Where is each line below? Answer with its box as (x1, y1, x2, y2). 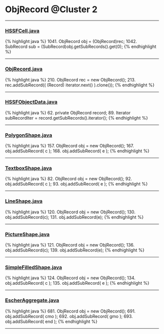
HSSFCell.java (5, 27, 40, 34)
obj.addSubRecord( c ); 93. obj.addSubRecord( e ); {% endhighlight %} (5, 181, 148, 187)
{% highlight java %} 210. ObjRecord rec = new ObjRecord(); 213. (5, 77, 136, 83)
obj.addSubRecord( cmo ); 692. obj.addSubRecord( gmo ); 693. (5, 313, 133, 319)
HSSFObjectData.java (5, 99, 58, 105)
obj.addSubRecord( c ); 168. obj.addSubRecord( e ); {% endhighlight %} (5, 148, 150, 154)
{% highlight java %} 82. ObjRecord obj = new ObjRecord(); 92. (5, 176, 132, 182)
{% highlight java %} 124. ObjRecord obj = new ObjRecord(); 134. (5, 275, 136, 281)
